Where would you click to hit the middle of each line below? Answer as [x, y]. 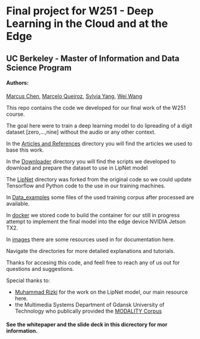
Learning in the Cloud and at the [87, 24]
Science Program [39, 68]
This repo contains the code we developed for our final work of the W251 [96, 107]
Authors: [17, 83]
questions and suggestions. [40, 269]
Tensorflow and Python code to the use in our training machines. [86, 186]
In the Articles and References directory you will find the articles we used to [99, 143]
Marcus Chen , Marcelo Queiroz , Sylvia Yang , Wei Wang [74, 96]
